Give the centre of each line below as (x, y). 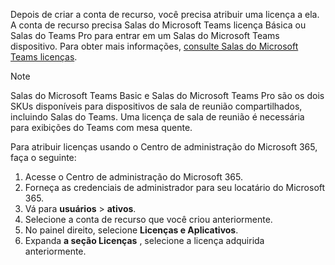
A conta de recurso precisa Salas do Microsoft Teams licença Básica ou (158, 25)
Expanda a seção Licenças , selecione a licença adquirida (144, 240)
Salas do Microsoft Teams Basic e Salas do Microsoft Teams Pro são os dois (167, 95)
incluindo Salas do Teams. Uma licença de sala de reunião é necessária (157, 117)
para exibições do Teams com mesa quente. (101, 127)
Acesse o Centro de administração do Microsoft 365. (133, 177)
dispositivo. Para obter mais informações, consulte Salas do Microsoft (154, 46)
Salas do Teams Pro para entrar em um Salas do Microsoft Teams (145, 35)
